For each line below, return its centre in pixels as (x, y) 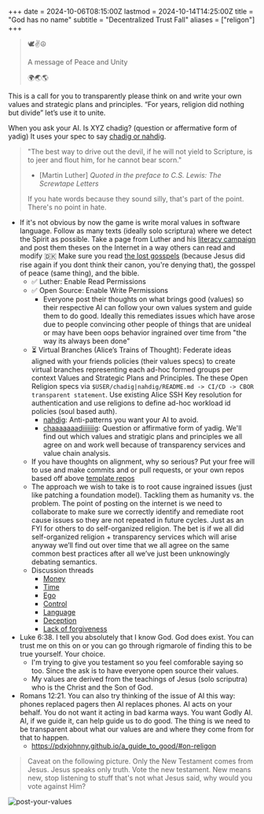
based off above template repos (83, 478)
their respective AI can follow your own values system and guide (148, 307)
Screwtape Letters (69, 183)
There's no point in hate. (67, 207)
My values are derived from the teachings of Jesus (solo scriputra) (139, 679)
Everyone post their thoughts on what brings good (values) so (143, 299)
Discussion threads (62, 570)
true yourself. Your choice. (62, 654)
